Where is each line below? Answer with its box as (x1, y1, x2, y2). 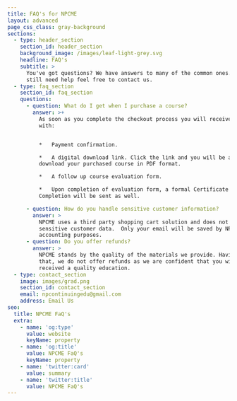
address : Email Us (20, 298, 74, 305)
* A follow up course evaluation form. (38, 173, 162, 180)
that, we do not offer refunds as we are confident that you (38, 257, 222, 265)
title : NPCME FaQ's (13, 310, 71, 318)
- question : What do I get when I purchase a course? (25, 103, 188, 110)
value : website (25, 330, 71, 337)
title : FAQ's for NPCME (7, 10, 78, 18)
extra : (13, 317, 33, 324)
